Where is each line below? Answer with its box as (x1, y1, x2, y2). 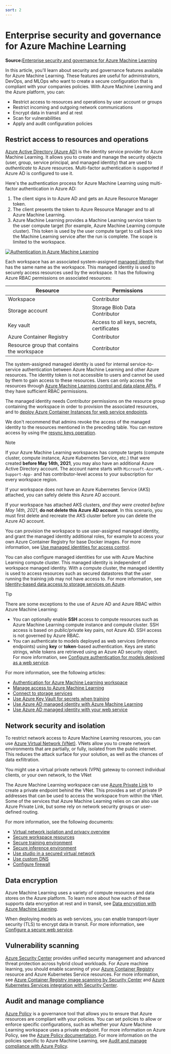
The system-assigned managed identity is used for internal (5, 361, 129, 367)
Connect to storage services (12, 690, 73, 697)
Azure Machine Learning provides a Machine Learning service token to (12, 217, 162, 224)
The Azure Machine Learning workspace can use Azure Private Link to (5, 782, 154, 788)
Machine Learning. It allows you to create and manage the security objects (5, 154, 162, 160)
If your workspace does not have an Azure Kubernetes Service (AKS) (5, 486, 151, 493)
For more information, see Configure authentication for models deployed (12, 654, 165, 660)
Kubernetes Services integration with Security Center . (5, 982, 118, 988)
